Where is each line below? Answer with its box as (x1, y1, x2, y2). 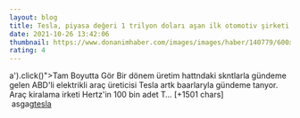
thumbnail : (9, 37, 50, 47)
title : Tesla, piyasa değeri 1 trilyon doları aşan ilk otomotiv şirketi (9, 21, 290, 30)
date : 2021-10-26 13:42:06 (9, 29, 110, 38)
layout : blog (9, 12, 58, 22)
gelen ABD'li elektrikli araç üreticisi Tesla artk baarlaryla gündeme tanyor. (9, 80, 279, 90)
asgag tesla (11, 98, 52, 109)
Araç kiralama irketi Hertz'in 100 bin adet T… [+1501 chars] (9, 90, 224, 100)
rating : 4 (9, 46, 46, 55)
